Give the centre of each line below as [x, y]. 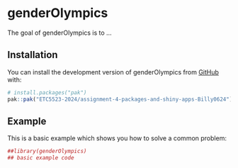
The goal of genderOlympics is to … [59, 33]
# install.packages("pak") [47, 93]
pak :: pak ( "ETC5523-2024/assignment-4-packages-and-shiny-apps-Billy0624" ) [120, 99]
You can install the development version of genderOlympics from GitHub [113, 72]
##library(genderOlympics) [47, 151]
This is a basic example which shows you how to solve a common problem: [117, 138]
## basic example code [41, 158]
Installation [33, 55]
